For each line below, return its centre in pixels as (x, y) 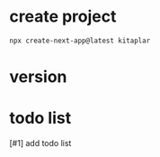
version (38, 77)
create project (63, 17)
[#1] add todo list (40, 143)
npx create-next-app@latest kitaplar (80, 41)
